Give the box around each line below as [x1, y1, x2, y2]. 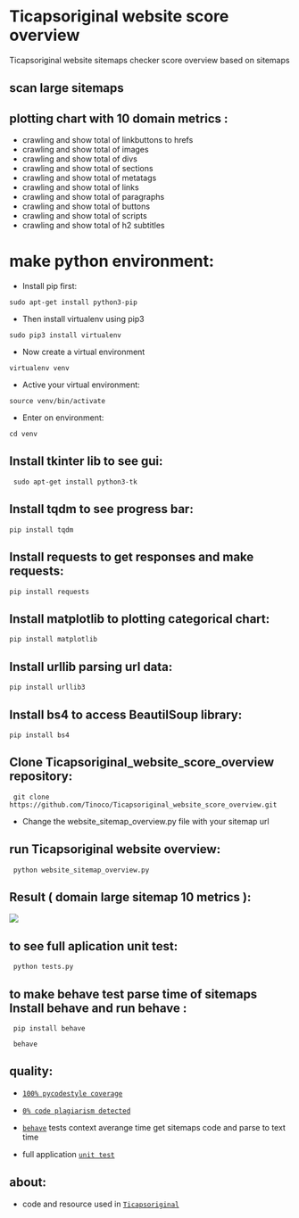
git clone [12, 792, 50, 801]
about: [9, 1175, 47, 1190]
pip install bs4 [9, 730, 70, 740]
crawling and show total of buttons [21, 201, 150, 211]
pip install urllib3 [9, 683, 87, 692]
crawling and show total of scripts [21, 211, 147, 221]
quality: [9, 1064, 54, 1079]
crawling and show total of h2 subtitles [21, 220, 165, 231]
